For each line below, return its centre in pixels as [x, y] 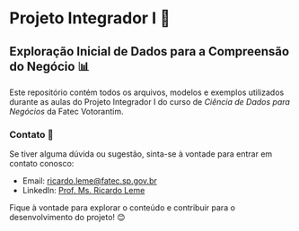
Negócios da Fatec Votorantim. [66, 111]
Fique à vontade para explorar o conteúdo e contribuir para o [123, 208]
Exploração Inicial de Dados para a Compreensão [149, 51]
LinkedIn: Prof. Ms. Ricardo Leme [84, 191]
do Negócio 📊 [49, 66]
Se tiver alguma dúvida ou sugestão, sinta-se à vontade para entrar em [141, 154]
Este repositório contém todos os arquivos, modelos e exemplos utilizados [147, 92]
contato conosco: [42, 164]
